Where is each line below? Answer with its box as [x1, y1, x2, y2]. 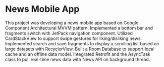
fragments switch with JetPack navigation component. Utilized [5, 30, 133, 36]
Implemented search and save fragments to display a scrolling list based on [5, 40, 160, 46]
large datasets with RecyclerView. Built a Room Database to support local [5, 46, 155, 52]
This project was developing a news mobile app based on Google [5, 20, 139, 26]
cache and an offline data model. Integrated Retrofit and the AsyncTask [5, 51, 151, 57]
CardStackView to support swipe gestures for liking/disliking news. [5, 35, 142, 41]
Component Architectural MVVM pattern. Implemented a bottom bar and [5, 25, 153, 31]
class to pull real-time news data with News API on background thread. [5, 56, 150, 62]
